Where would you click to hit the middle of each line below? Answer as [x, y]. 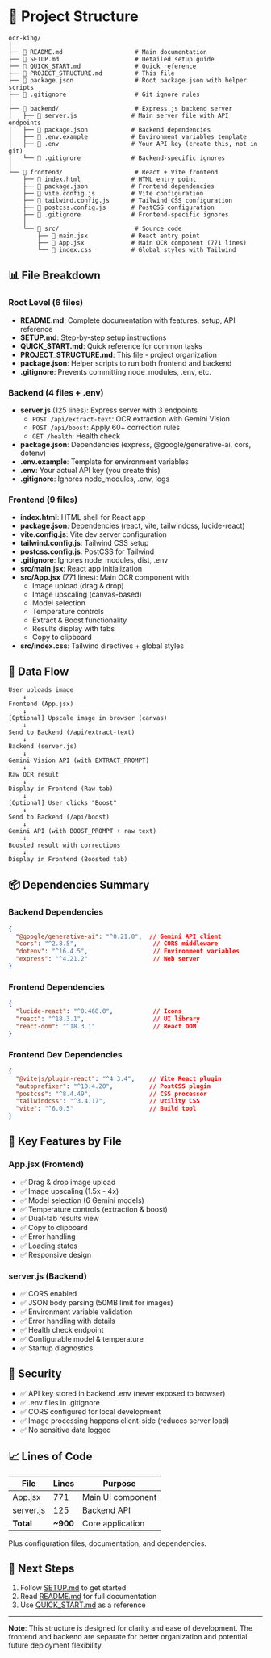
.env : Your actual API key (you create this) [90, 470]
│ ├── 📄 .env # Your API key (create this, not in [133, 144]
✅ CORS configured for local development [90, 1411]
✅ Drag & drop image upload [68, 1182]
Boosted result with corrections [65, 846]
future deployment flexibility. [56, 1645]
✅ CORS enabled [48, 1294]
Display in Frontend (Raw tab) [61, 789]
